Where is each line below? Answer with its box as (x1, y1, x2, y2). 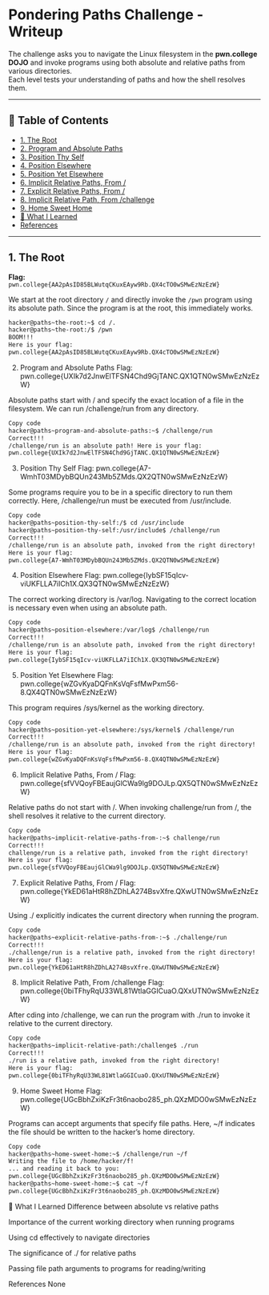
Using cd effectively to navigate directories (8, 1233, 151, 1242)
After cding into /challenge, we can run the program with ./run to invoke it (8, 1010, 251, 1020)
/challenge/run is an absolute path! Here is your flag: (8, 442, 203, 450)
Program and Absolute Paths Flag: (19, 363, 134, 372)
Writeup (8, 22, 63, 41)
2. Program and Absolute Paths (19, 143, 123, 153)
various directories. (8, 66, 72, 75)
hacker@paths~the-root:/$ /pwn (8, 326, 113, 334)
